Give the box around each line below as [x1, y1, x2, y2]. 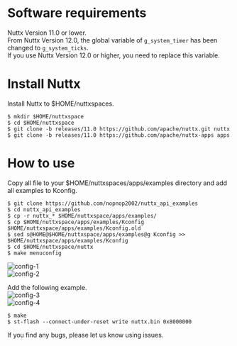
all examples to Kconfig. [7, 186, 78, 194]
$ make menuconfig [7, 250, 62, 257]
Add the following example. [7, 283, 87, 291]
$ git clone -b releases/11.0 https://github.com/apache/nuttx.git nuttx [7, 125, 231, 133]
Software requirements [7, 5, 147, 21]
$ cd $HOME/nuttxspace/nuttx [7, 243, 94, 250]
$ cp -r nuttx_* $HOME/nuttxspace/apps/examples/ [7, 212, 158, 219]
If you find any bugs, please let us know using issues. [7, 330, 164, 339]
